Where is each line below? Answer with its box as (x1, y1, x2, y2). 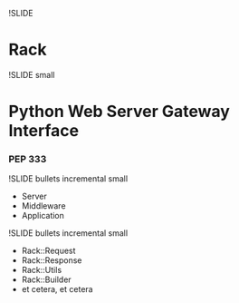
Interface (8, 121, 79, 142)
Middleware (21, 200, 66, 211)
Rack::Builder (21, 274, 72, 285)
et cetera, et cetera (21, 284, 93, 295)
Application (21, 210, 65, 221)
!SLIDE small (8, 69, 55, 80)
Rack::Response (21, 255, 82, 266)
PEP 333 (8, 153, 47, 166)
